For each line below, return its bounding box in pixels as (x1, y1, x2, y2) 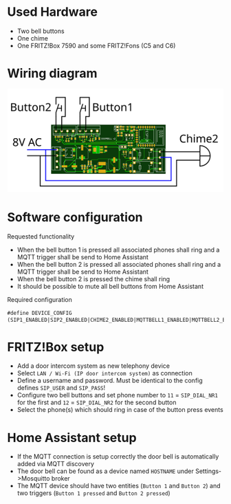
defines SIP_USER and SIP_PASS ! (16, 384, 106, 392)
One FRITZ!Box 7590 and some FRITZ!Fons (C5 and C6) (16, 41, 176, 50)
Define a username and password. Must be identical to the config (16, 376, 203, 385)
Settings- (195, 467, 222, 475)
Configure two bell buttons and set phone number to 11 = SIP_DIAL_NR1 (16, 391, 219, 399)
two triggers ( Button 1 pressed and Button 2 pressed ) (16, 489, 170, 497)
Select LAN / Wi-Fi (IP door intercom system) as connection (16, 369, 192, 377)
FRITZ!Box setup (7, 339, 104, 355)
